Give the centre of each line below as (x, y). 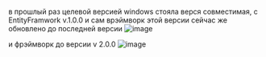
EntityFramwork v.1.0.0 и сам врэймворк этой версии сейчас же (118, 20)
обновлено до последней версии (65, 28)
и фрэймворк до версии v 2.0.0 (62, 44)
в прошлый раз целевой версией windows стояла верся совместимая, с (133, 12)
